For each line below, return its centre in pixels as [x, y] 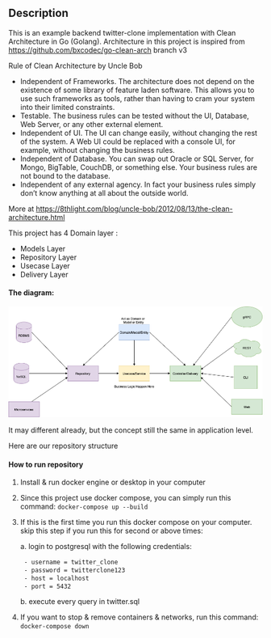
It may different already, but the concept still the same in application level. [131, 430]
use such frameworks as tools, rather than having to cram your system [138, 98]
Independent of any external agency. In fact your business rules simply [138, 184]
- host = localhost [56, 579]
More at [21, 209]
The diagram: [31, 293]
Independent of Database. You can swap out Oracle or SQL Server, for [137, 158]
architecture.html [37, 217]
